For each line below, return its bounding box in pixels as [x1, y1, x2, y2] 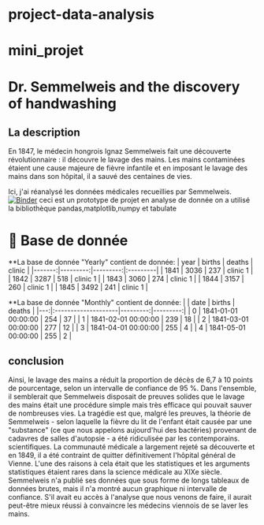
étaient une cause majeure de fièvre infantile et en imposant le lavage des [8, 163, 248, 173]
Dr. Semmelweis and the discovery [8, 77, 240, 95]
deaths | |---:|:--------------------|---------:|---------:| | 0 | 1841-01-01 [8, 306, 238, 316]
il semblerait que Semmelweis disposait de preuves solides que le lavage [8, 392, 245, 401]
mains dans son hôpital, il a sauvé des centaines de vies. [8, 172, 193, 181]
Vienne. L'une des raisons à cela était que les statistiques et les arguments [8, 459, 251, 468]
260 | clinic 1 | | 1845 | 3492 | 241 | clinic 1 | [8, 282, 148, 292]
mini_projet [8, 42, 84, 60]
